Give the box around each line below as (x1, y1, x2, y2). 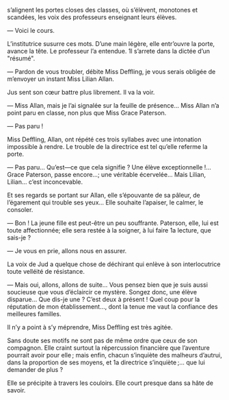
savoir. (7, 386, 26, 394)
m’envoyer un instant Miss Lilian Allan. (7, 75, 115, 83)
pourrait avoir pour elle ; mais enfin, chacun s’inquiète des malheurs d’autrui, (7, 351, 222, 359)
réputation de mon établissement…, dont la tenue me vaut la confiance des (7, 303, 218, 311)
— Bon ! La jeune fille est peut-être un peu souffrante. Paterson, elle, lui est (7, 219, 219, 227)
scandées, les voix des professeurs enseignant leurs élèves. (7, 13, 177, 21)
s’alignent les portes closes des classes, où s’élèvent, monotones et (7, 6, 198, 14)
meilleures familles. (7, 310, 62, 318)
